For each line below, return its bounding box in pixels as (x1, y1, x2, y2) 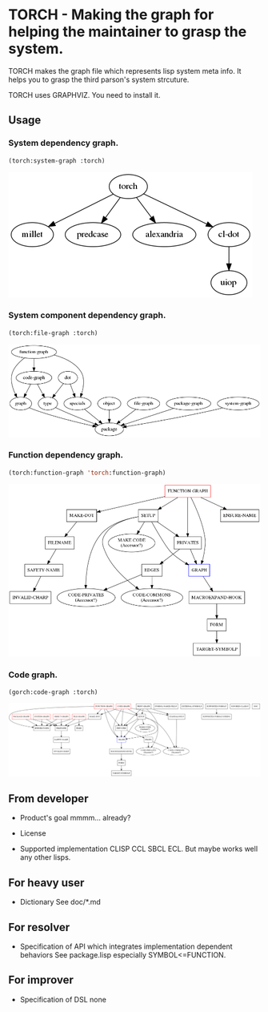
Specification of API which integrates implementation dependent (19, 941, 234, 951)
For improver (8, 974, 74, 987)
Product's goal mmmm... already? (19, 813, 131, 823)
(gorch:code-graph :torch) (8, 688, 98, 696)
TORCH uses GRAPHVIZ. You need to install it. (8, 90, 161, 99)
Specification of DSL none (19, 994, 106, 1004)
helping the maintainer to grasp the (8, 22, 247, 41)
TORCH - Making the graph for (8, 6, 214, 24)
